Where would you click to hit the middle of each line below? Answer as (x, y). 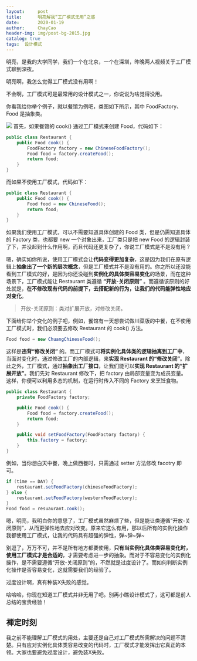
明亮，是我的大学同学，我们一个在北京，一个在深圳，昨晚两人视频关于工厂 (96, 62)
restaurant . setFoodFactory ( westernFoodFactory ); (77, 498)
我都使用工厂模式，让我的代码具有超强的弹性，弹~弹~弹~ (75, 535)
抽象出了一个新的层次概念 (47, 267)
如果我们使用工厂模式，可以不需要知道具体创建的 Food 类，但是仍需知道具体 (98, 232)
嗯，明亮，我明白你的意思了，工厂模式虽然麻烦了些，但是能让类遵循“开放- (96, 521)
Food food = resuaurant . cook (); (45, 509)
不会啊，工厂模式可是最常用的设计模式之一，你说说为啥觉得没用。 (86, 94)
